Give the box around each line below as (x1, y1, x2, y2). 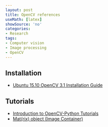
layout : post (5, 7, 33, 13)
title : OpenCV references (5, 12, 60, 17)
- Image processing (5, 45, 47, 50)
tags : (5, 36, 17, 41)
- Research (5, 31, 29, 36)
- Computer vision (5, 41, 44, 46)
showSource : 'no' (5, 21, 42, 27)
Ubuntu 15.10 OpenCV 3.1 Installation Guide (12, 82, 103, 88)
